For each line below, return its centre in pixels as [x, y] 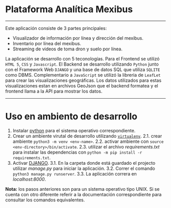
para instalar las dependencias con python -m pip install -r [77, 152]
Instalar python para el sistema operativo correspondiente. [74, 130]
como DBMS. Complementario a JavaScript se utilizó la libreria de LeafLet [83, 75]
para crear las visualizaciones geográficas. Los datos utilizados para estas [83, 80]
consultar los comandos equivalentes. [45, 200]
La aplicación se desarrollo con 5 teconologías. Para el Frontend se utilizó [82, 58]
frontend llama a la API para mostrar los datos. [54, 91]
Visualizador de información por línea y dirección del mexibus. [78, 38]
